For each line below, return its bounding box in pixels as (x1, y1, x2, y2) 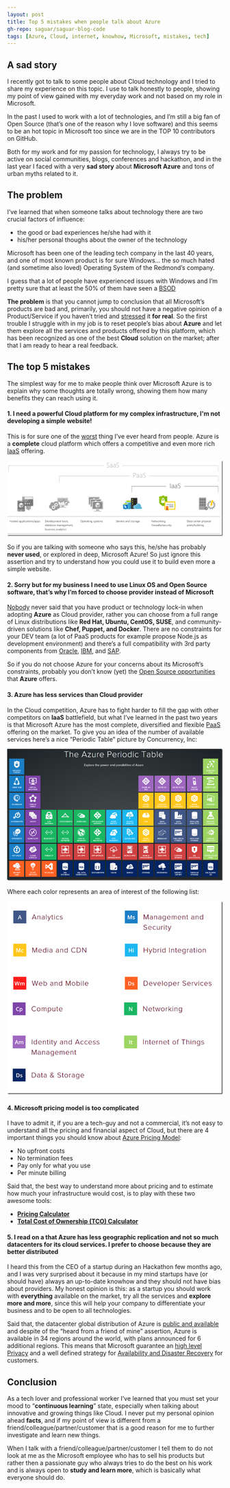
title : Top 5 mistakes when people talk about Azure (7, 18, 161, 25)
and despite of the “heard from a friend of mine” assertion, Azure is (7, 1327, 197, 1336)
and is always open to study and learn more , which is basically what (7, 1466, 201, 1474)
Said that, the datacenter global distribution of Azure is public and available (7, 1320, 219, 1328)
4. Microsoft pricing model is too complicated (7, 1103, 139, 1112)
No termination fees (16, 1154, 73, 1163)
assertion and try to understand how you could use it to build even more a (7, 558, 216, 566)
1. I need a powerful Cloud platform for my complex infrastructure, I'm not (7, 409, 220, 418)
